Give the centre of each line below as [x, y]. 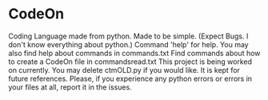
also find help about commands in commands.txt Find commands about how [134, 53]
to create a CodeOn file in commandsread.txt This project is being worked [130, 62]
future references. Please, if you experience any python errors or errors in [130, 78]
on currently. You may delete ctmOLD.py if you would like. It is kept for [124, 70]
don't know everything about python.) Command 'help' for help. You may [129, 44]
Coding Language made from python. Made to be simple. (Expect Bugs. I [128, 36]
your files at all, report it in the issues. [70, 87]
